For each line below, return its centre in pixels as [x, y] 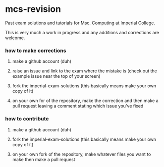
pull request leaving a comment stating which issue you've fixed [78, 106]
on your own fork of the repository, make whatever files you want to [82, 154]
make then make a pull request [44, 159]
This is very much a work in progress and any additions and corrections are [82, 32]
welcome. [15, 38]
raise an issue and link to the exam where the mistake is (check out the [84, 71]
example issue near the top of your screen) [56, 76]
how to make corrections [36, 51]
